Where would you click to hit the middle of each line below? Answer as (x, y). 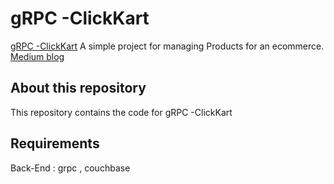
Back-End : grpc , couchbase (70, 168)
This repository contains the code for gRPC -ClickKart (121, 112)
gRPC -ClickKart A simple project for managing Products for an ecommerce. (167, 46)
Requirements (55, 143)
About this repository (78, 88)
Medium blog (37, 56)
